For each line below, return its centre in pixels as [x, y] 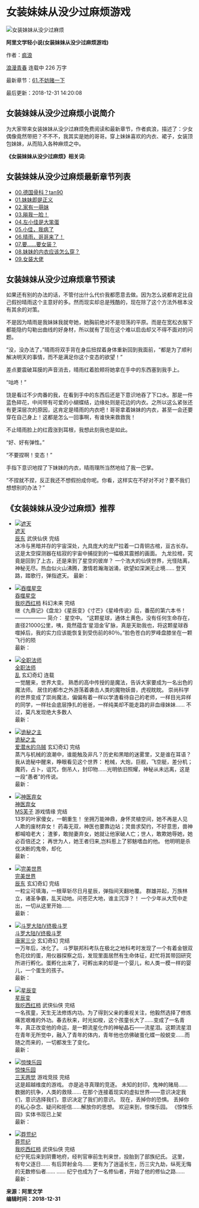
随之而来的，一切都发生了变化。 [54, 1042]
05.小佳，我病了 [34, 229]
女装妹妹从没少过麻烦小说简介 [61, 113]
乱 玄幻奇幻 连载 [34, 675]
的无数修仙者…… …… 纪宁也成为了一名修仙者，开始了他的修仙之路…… [100, 1171]
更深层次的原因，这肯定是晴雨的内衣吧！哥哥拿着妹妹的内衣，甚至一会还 [99, 410]
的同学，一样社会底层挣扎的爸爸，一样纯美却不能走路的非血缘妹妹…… [99, 705]
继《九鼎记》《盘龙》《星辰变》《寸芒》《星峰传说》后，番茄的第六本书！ [100, 611]
